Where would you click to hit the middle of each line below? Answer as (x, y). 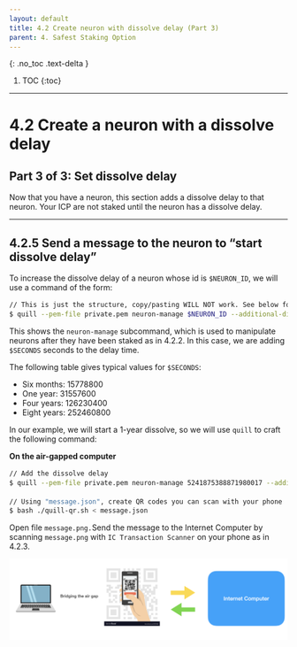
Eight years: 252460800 (66, 412)
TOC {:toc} (42, 81)
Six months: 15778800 (62, 384)
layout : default (39, 19)
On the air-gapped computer (63, 456)
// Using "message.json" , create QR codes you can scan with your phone (146, 501)
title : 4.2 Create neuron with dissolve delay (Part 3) (114, 28)
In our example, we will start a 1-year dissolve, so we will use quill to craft (145, 429)
